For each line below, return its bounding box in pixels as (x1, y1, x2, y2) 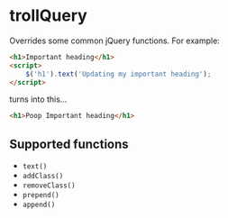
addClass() (22, 172, 64, 181)
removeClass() (22, 181, 76, 190)
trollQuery (9, 5, 87, 26)
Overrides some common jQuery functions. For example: (9, 35, 221, 46)
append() (22, 200, 56, 210)
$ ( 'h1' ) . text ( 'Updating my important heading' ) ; (25, 69, 212, 78)
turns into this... (9, 94, 68, 104)
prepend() (22, 191, 60, 200)
